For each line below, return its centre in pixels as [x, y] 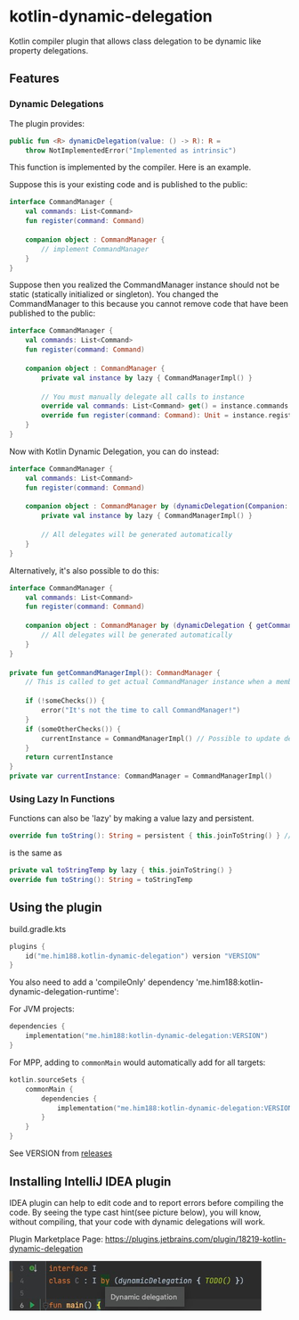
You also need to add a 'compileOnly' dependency [101, 982]
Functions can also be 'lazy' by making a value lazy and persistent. [132, 819]
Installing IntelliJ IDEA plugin [90, 1181]
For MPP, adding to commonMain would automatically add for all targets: [137, 1062]
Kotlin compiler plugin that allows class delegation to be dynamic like [135, 41]
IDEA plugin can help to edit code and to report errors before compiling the [146, 1202]
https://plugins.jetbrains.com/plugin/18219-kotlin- [196, 1239]
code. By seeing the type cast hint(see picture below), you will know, [135, 1212]
